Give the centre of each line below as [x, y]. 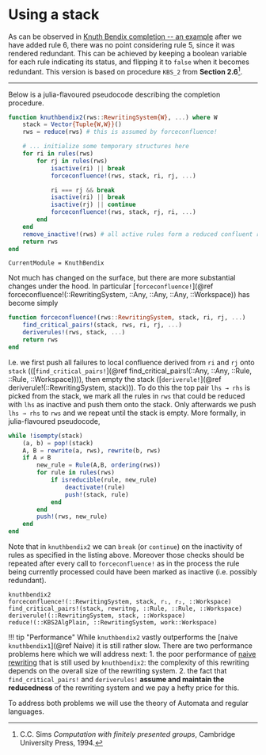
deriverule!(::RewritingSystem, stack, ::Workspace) [97, 616]
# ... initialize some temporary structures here [106, 147]
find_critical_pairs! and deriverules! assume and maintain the [116, 680]
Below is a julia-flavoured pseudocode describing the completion [114, 94]
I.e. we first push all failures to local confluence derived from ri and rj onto [131, 362]
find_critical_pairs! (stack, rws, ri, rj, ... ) [102, 325]
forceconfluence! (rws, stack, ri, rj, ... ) [123, 176]
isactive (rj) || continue [93, 205]
